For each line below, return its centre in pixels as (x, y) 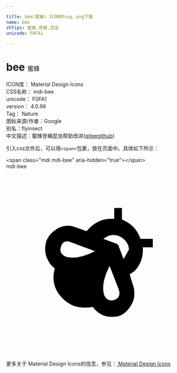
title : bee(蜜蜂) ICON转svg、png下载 (50, 16)
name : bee (18, 22)
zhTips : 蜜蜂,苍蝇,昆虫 (32, 28)
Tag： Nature (22, 114)
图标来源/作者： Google (34, 121)
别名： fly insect (24, 129)
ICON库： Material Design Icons (45, 84)
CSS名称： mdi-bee (30, 92)
